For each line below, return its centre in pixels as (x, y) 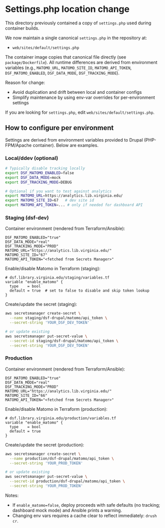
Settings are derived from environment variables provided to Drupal (74, 140)
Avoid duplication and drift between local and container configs (77, 92)
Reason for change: (25, 82)
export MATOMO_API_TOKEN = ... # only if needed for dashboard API (74, 205)
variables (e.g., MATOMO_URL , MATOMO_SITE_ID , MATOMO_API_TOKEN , (68, 68)
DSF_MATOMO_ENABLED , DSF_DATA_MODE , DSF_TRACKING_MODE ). (62, 73)
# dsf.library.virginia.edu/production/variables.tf (61, 418)
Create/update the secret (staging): (41, 304)
